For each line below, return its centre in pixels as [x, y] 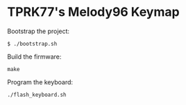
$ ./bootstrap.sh [32, 44]
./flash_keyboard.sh [37, 95]
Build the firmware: [34, 57]
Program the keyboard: [40, 82]
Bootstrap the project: [39, 31]
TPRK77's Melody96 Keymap [93, 12]
